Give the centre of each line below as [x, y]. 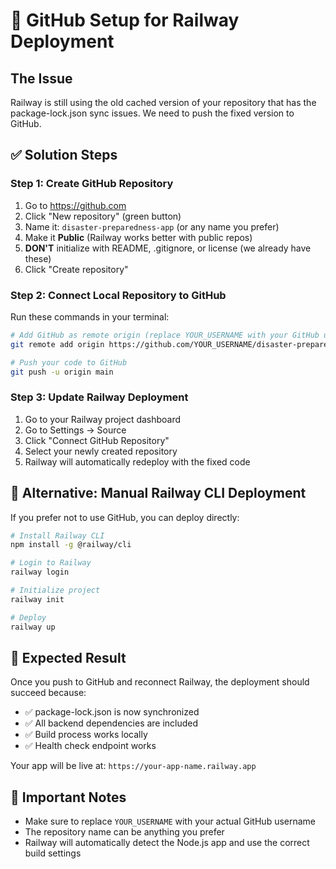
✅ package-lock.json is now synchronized [112, 712]
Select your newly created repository [101, 451]
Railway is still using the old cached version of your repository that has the [163, 102]
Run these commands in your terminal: [90, 316]
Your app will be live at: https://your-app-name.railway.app [133, 766]
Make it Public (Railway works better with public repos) [138, 237]
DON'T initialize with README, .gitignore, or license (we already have [168, 248]
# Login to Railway [51, 563]
